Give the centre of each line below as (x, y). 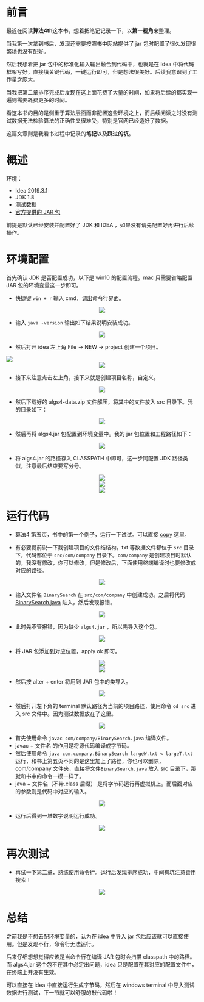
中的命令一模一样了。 (58, 776)
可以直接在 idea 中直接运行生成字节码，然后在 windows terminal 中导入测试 (100, 985)
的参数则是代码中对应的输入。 (52, 791)
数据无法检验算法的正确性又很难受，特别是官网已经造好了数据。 (91, 120)
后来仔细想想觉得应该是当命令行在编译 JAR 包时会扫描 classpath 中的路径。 (101, 957)
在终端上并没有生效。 (33, 972)
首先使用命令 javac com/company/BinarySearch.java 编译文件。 (93, 738)
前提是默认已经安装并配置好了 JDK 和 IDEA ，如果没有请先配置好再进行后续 (100, 225)
